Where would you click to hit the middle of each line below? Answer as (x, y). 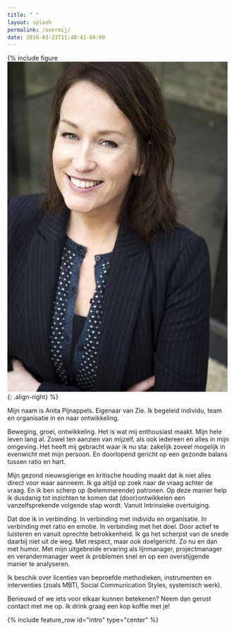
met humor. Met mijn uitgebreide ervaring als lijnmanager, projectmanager (115, 549)
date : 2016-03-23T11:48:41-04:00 (56, 37)
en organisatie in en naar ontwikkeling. (63, 418)
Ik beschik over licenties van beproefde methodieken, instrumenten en (110, 577)
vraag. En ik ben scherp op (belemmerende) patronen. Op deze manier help (117, 491)
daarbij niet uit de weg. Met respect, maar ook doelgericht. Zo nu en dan (112, 541)
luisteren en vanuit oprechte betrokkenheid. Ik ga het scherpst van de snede (118, 534)
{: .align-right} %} (33, 397)
